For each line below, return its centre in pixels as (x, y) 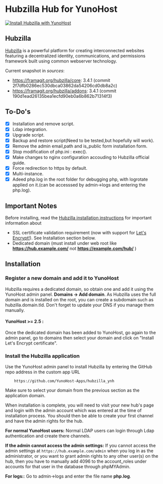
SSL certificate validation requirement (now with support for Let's (79, 233)
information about (23, 223)
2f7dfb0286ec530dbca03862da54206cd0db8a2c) (65, 85)
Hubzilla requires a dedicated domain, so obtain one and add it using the (79, 289)
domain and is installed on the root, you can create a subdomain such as (80, 299)
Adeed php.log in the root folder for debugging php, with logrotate (80, 179)
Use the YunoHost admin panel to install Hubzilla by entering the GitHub (79, 367)
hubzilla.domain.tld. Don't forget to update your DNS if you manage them (80, 305)
